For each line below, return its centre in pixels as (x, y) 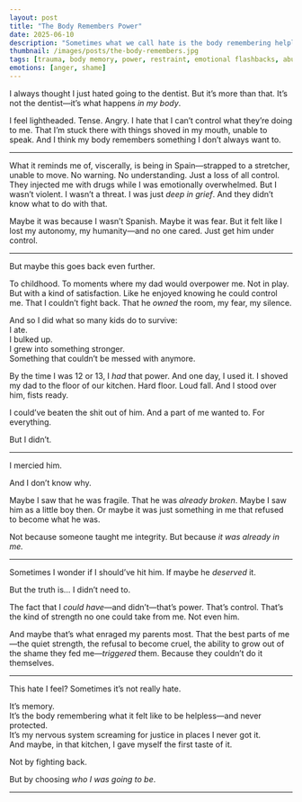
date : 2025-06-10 (42, 34)
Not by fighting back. (49, 761)
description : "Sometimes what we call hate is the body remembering (140, 43)
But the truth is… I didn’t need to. (70, 590)
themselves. (32, 662)
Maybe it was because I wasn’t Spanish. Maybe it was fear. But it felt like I (146, 221)
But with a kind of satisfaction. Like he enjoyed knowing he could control (143, 293)
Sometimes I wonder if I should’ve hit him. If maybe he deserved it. (133, 572)
